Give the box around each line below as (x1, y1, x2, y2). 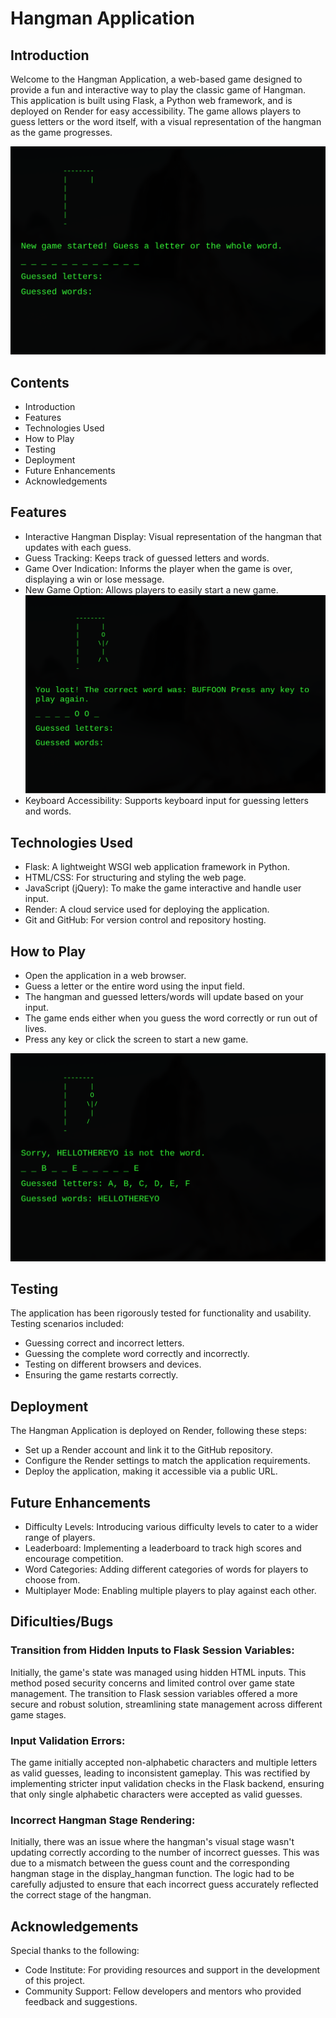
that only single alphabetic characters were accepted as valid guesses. (10, 1788, 303, 1801)
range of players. (24, 1532, 96, 1544)
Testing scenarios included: (10, 1318, 125, 1330)
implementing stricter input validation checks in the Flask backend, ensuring (10, 1778, 325, 1790)
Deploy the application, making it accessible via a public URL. (24, 1465, 278, 1477)
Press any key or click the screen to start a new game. (24, 1033, 249, 1045)
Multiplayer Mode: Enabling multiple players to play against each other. (24, 1585, 317, 1597)
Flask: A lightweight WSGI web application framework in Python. (24, 861, 291, 873)
